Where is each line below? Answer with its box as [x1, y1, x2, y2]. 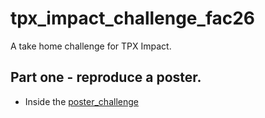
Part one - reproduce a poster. [10, 69, 202, 86]
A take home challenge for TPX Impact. [10, 40, 172, 52]
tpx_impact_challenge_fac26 [10, 7, 256, 30]
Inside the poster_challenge [24, 95, 139, 107]
